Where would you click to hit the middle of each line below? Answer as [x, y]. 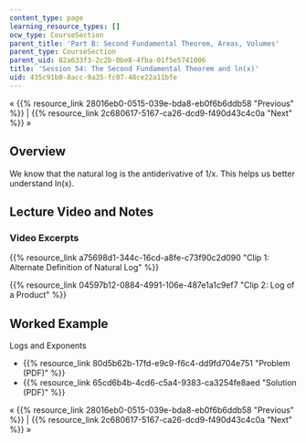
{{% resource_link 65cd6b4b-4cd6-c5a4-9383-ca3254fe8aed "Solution [159, 383]
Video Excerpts [44, 237]
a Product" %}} [38, 295]
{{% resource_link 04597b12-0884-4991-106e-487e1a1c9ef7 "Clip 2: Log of [152, 285]
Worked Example [59, 324]
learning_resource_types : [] [65, 26]
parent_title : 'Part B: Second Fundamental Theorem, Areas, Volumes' [145, 43]
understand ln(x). [42, 183]
